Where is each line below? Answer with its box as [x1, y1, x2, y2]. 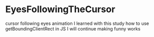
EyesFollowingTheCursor [5, 4, 115, 15]
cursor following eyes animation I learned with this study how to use [5, 20, 149, 26]
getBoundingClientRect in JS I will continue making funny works [5, 25, 141, 31]
